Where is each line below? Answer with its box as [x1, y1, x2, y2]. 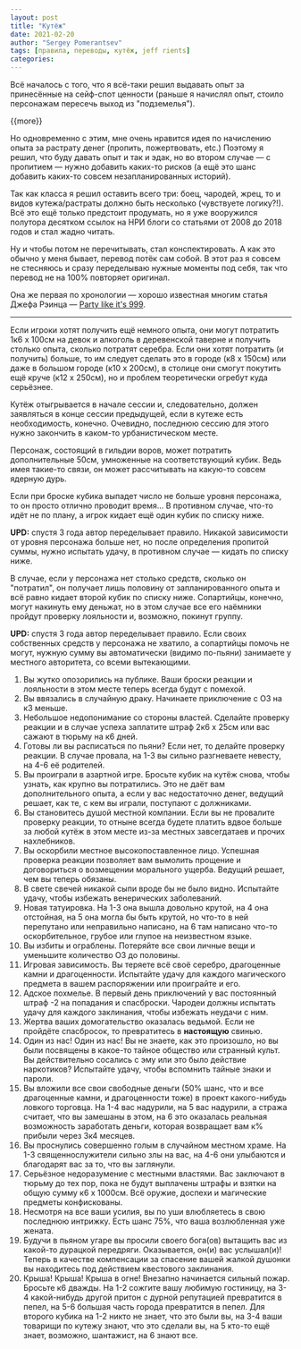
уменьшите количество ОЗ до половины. [22, 950, 180, 960]
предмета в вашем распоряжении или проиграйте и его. [22, 979, 241, 988]
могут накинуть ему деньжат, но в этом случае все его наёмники [10, 601, 262, 612]
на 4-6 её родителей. [22, 759, 105, 770]
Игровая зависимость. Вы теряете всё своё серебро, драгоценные [22, 959, 281, 970]
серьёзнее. [10, 382, 54, 392]
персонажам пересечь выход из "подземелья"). [10, 98, 196, 108]
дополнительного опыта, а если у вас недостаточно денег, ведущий [22, 788, 284, 799]
